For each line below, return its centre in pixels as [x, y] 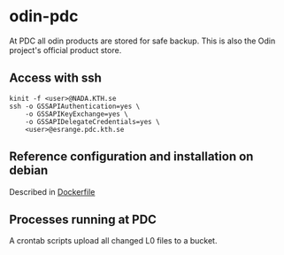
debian [29, 170]
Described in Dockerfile [52, 191]
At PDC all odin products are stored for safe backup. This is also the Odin [142, 41]
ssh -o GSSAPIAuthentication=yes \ [75, 106]
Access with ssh [55, 78]
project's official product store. [65, 50]
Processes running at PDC [83, 219]
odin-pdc [44, 16]
